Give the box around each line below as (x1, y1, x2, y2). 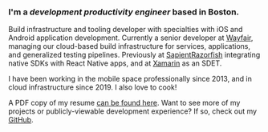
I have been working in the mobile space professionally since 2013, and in (8, 74, 253, 84)
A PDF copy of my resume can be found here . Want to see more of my (8, 98, 241, 108)
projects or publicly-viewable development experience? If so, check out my (8, 106, 258, 116)
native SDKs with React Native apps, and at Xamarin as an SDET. (8, 58, 222, 68)
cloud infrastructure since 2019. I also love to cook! (8, 82, 177, 92)
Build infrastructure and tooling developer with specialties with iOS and (8, 25, 243, 34)
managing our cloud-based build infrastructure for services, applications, (8, 42, 251, 51)
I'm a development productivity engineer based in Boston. (8, 6, 239, 18)
